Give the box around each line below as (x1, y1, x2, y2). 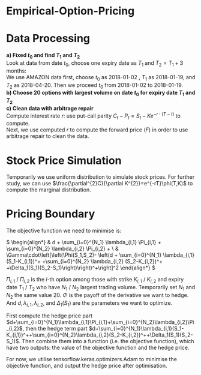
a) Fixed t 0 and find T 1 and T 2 (6, 52, 80, 60)
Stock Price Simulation (6, 154, 122, 167)
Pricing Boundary (6, 207, 95, 221)
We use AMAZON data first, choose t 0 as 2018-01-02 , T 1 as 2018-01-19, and (6, 73, 196, 82)
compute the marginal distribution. (6, 186, 91, 193)
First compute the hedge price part (6, 312, 93, 319)
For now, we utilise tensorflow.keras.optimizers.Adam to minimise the (6, 356, 177, 363)
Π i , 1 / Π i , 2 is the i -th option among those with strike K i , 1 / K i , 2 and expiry (6, 276, 184, 284)
